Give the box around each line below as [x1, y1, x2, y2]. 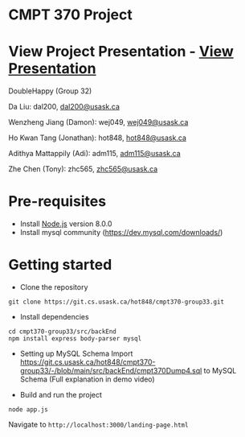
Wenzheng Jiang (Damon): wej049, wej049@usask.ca [8, 117, 189, 127]
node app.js [8, 406, 48, 414]
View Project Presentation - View [8, 43, 235, 61]
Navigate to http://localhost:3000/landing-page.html [8, 420, 189, 429]
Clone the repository [19, 282, 88, 291]
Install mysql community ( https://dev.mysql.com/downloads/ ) [19, 228, 223, 237]
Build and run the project [19, 390, 103, 399]
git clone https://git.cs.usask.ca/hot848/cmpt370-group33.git [8, 298, 225, 306]
